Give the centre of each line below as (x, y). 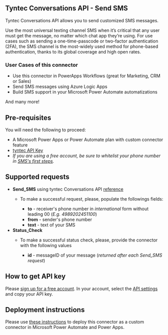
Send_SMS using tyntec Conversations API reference (68, 189)
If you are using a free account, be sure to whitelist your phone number (87, 156)
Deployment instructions (45, 309)
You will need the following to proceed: (46, 130)
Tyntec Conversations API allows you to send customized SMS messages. (82, 20)
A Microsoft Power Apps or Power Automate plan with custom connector (88, 139)
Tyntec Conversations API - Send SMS (67, 8)
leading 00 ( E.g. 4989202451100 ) (62, 214)
